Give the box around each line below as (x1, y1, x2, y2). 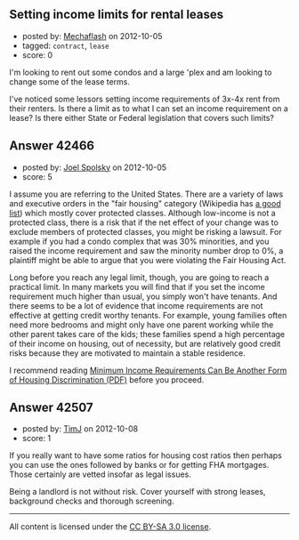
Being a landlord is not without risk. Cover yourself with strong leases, (9, 487, 266, 497)
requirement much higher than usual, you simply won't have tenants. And (9, 291, 278, 302)
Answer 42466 (9, 138, 95, 154)
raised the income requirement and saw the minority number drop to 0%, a (9, 245, 284, 256)
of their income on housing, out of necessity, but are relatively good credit (9, 338, 281, 349)
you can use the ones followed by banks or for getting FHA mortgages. (9, 460, 270, 471)
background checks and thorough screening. (9, 496, 175, 506)
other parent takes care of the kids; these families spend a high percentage (9, 328, 286, 339)
